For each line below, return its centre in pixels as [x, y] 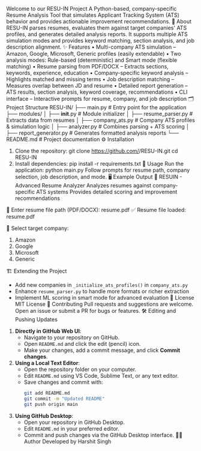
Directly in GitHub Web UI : [48, 331]
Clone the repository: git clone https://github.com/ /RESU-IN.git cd [96, 151]
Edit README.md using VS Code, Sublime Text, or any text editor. [101, 376]
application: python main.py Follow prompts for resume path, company [102, 170]
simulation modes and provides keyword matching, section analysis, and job [100, 41]
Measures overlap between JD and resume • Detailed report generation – [97, 86]
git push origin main [51, 404]
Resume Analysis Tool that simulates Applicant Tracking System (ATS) [93, 15]
